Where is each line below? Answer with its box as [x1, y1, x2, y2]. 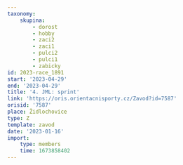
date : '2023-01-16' [7, 128, 65, 135]
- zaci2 [32, 37, 55, 44]
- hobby [32, 29, 55, 37]
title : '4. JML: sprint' [7, 88, 80, 95]
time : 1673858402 [20, 147, 71, 154]
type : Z [7, 114, 30, 121]
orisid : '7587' [7, 102, 52, 109]
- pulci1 [32, 56, 58, 63]
